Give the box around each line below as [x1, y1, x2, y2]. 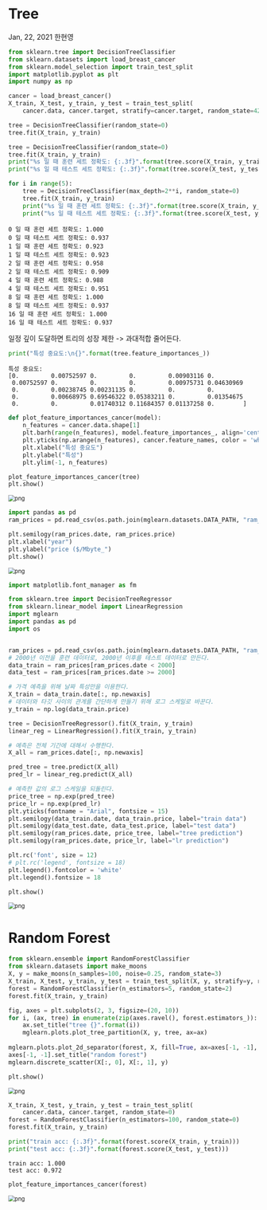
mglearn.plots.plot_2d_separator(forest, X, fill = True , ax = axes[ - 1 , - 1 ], [8, 1043, 258, 1051]
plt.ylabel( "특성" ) [22, 451, 83, 459]
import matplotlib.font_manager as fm [8, 581, 137, 589]
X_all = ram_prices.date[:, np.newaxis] [8, 748, 145, 757]
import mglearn [8, 611, 59, 619]
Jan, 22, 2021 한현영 [8, 32, 74, 41]
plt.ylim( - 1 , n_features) [22, 458, 109, 466]
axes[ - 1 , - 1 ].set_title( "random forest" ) [8, 1051, 148, 1059]
